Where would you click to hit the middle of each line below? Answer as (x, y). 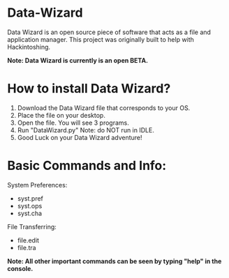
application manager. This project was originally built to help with (101, 39)
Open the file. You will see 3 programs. (73, 123)
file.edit (28, 240)
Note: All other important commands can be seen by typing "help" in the (114, 261)
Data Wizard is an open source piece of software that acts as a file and (109, 32)
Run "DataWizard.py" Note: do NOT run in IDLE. (86, 130)
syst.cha (30, 213)
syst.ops (30, 206)
